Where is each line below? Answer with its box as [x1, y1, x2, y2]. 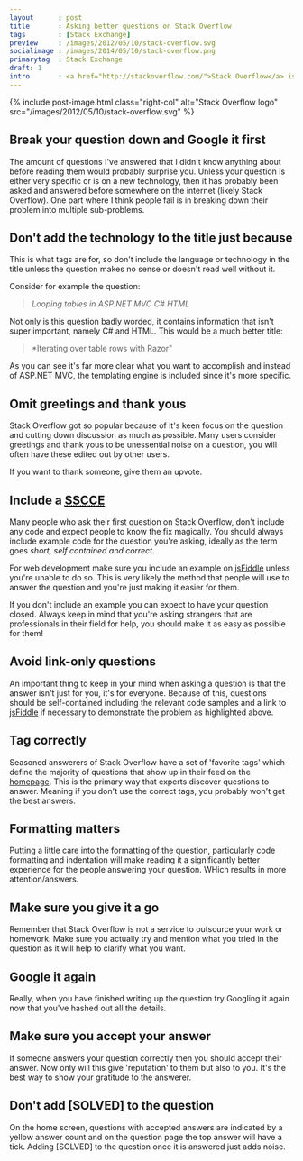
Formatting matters [9, 821, 120, 836]
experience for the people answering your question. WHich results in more [9, 864, 287, 875]
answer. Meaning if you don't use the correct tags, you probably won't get [9, 785, 286, 796]
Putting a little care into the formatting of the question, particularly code [9, 845, 276, 856]
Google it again [9, 969, 96, 984]
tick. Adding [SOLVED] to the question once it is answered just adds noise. [9, 1141, 286, 1152]
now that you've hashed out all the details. [9, 1002, 167, 1014]
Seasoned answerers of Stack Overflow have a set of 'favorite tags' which [9, 756, 286, 767]
